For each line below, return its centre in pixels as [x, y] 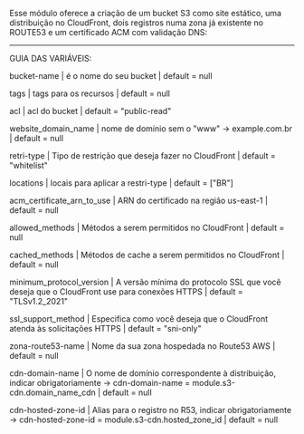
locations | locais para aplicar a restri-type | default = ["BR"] [121, 183]
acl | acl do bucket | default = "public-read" [90, 111]
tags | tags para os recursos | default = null [90, 93]
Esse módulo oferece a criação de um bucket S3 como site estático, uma [146, 13]
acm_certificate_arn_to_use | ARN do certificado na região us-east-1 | [139, 200]
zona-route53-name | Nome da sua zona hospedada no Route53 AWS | [142, 346]
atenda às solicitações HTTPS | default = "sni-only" [105, 328]
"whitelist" [28, 165]
